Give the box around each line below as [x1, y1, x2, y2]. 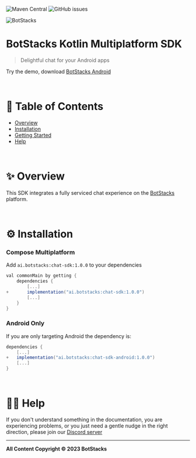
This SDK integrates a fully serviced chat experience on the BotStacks [6, 189, 175, 196]
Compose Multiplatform [6, 248, 75, 256]
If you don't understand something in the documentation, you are [6, 416, 163, 423]
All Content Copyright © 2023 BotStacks [6, 445, 107, 453]
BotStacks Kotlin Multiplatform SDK [6, 37, 183, 51]
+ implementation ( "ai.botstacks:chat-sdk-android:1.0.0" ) [6, 354, 156, 361]
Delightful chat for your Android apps [20, 56, 110, 64]
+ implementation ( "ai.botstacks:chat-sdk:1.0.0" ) [6, 289, 145, 295]
